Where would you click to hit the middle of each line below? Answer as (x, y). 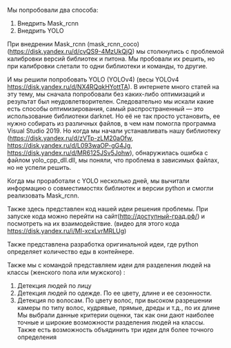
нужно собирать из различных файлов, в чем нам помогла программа (111, 123)
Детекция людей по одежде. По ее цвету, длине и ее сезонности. (114, 293)
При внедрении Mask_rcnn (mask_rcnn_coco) (73, 44)
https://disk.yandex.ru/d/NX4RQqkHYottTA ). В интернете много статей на (113, 87)
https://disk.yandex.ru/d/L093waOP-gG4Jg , (70, 145)
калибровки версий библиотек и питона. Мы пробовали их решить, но (111, 59)
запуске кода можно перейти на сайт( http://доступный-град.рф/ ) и (106, 216)
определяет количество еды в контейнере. (71, 252)
